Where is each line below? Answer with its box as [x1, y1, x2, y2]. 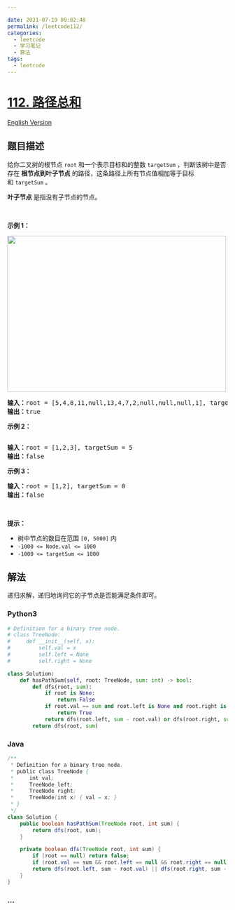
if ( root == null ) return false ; [32, 852, 130, 859]
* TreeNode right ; [10, 787, 77, 795]
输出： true [7, 408, 41, 415]
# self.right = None [7, 657, 92, 664]
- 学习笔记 [13, 43, 41, 50]
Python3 [7, 609, 37, 619]
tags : [7, 55, 23, 63]
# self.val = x [7, 645, 77, 652]
